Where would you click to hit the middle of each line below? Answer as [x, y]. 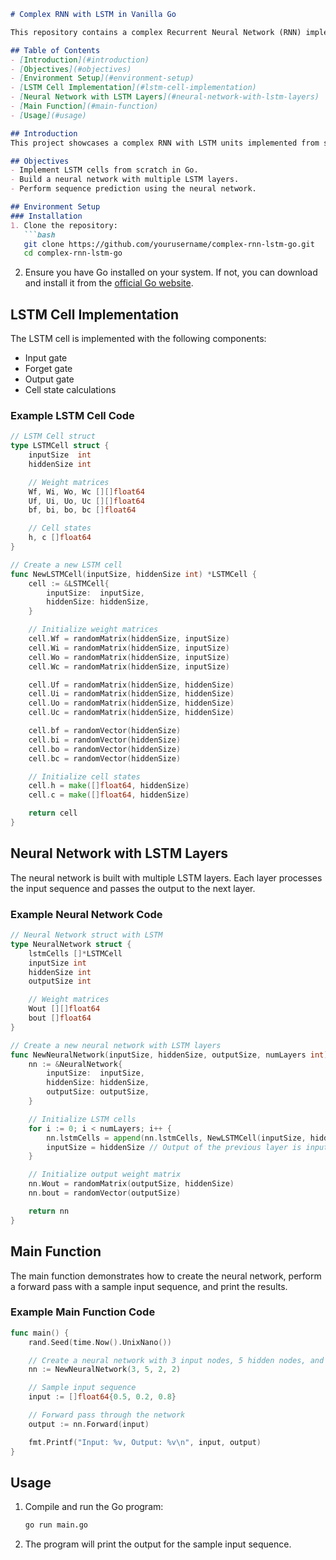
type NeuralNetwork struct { [71, 944]
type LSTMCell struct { [60, 446]
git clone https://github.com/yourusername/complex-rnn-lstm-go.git [169, 244]
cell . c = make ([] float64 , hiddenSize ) [109, 795]
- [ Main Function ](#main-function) [84, 106]
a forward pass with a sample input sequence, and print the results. [149, 1286]
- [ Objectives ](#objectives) [71, 69]
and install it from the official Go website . [109, 283]
